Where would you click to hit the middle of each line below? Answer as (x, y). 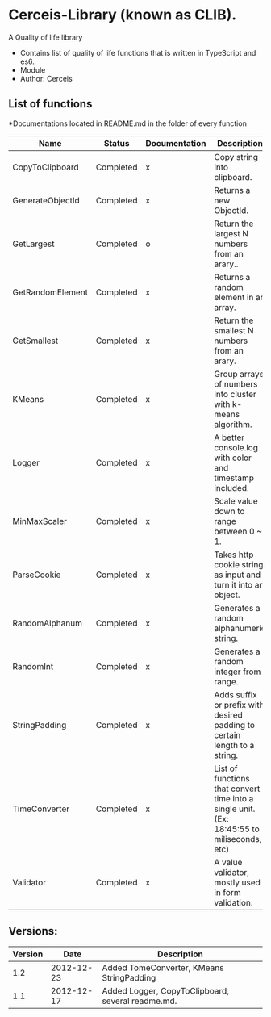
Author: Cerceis (46, 78)
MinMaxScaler (40, 521)
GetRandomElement (50, 292)
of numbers (236, 383)
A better (229, 437)
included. (231, 488)
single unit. (234, 809)
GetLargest (33, 244)
